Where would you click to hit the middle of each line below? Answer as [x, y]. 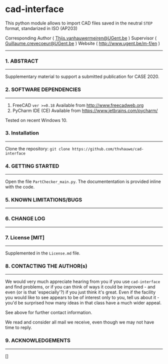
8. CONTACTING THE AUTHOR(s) [46, 266]
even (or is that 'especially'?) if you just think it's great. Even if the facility [80, 292]
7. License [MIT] [25, 237]
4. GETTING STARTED [32, 166]
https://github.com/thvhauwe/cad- [108, 149]
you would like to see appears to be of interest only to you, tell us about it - [82, 297]
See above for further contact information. [49, 312]
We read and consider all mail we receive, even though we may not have [80, 322]
